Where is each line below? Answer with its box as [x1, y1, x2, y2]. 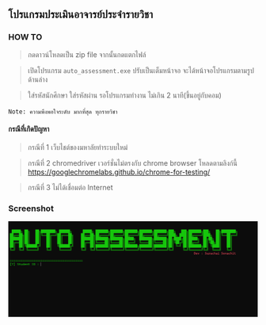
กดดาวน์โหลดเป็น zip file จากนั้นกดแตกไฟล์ [27, 49, 146, 59]
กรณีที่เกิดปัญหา [8, 124, 50, 134]
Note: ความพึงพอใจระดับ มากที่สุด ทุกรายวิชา [8, 108, 118, 116]
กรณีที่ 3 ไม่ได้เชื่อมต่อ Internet [27, 182, 113, 192]
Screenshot [8, 203, 54, 214]
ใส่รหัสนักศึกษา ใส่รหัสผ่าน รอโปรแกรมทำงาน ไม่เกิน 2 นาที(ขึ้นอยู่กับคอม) [27, 90, 222, 100]
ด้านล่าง [27, 75, 48, 84]
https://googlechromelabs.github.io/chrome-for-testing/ [27, 167, 211, 177]
